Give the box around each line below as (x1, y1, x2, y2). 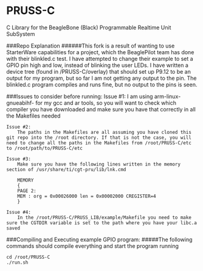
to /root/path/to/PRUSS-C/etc (6, 145, 83, 151)
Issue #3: (6, 156, 32, 162)
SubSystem (6, 30, 35, 37)
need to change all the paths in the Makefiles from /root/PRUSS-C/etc (6, 139, 191, 146)
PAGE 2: (17, 188, 36, 194)
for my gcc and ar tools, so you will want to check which (35, 99, 176, 107)
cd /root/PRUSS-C (6, 254, 50, 260)
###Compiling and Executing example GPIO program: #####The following (6, 236, 193, 243)
